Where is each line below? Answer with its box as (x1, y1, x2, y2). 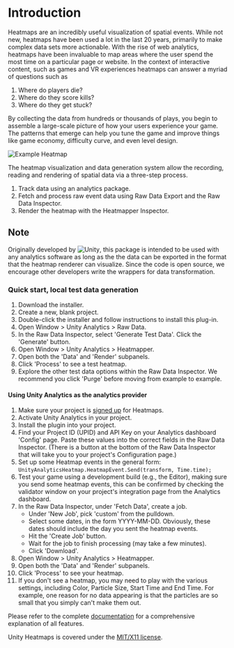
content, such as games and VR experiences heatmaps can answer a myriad (8, 65, 228, 73)
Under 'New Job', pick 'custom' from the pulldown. (28, 510, 175, 518)
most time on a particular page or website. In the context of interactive (8, 57, 210, 65)
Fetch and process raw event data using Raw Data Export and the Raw (17, 192, 221, 200)
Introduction (8, 5, 81, 21)
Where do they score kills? (17, 93, 95, 102)
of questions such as (8, 72, 68, 81)
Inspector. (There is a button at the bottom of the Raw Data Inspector (17, 443, 217, 452)
